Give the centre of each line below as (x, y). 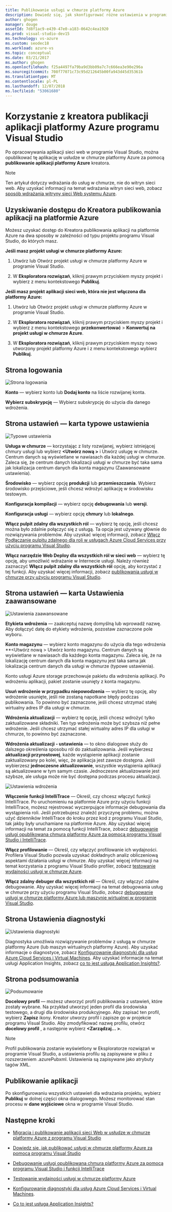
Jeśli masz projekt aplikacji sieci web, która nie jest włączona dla (76, 292)
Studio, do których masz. (32, 241)
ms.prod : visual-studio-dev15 (38, 34)
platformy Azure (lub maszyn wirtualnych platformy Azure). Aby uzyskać (82, 947)
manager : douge (21, 24)
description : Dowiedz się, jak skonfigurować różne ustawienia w (76, 15)
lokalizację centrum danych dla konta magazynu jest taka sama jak (76, 660)
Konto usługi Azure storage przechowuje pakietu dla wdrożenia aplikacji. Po (85, 676)
